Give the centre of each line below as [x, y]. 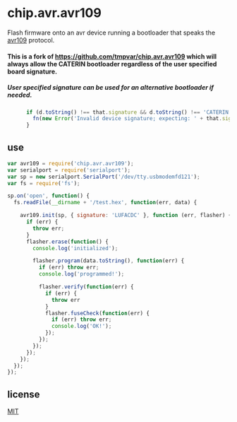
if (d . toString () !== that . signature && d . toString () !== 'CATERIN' [129, 112]
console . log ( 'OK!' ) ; [82, 327]
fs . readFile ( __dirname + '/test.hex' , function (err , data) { [105, 203]
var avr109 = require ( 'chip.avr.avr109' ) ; [71, 163]
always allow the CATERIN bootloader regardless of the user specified [112, 64]
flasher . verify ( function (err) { [86, 287]
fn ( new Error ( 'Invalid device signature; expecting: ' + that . [127, 119]
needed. [20, 95]
